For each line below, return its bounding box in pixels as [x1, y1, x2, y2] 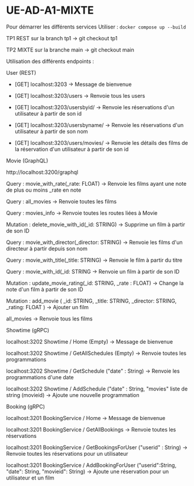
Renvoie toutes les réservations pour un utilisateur [6, 450, 128, 457]
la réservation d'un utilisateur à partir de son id [14, 145, 129, 153]
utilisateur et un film [6, 474, 54, 481]
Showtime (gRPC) [6, 326, 50, 333]
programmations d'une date [6, 373, 74, 380]
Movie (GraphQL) [6, 157, 48, 164]
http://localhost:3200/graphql [6, 169, 79, 176]
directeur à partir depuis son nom [6, 244, 88, 252]
